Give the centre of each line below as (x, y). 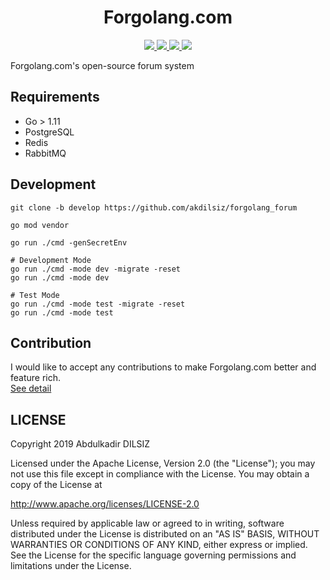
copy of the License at (56, 485)
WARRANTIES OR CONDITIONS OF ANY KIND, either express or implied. (159, 545)
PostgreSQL (49, 132)
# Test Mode (35, 295)
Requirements (55, 97)
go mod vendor (40, 225)
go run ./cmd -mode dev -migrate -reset (96, 269)
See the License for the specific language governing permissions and (153, 555)
